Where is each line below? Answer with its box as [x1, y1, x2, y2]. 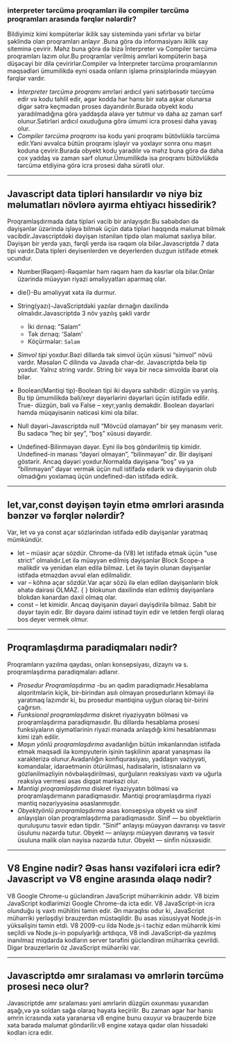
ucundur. [7, 254, 33, 262]
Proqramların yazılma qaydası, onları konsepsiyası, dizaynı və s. [7, 660, 189, 668]
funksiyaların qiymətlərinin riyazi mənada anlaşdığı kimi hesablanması [17, 725, 216, 733]
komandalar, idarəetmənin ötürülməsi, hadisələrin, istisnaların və [17, 762, 201, 770]
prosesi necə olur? [7, 980, 89, 992]
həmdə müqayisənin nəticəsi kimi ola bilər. [17, 409, 139, 417]
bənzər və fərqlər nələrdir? [7, 509, 125, 522]
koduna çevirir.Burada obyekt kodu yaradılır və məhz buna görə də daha [17, 146, 224, 155]
